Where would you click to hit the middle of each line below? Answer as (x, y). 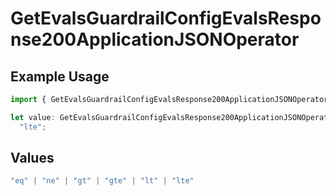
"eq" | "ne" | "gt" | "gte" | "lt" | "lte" (102, 181)
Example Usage (60, 76)
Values (32, 158)
